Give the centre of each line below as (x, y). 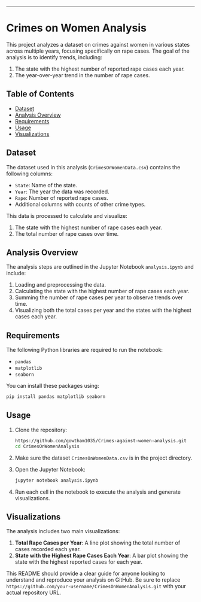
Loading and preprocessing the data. (60, 285)
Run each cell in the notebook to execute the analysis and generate (98, 492)
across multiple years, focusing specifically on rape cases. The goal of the (98, 51)
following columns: (29, 174)
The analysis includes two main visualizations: (63, 531)
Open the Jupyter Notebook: (50, 469)
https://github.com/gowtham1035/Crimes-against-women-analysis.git (100, 440)
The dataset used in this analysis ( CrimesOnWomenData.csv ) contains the (93, 167)
